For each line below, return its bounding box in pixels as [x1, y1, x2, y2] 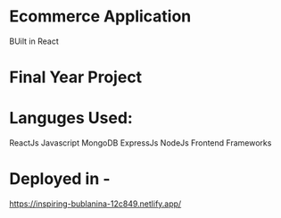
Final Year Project [9, 67, 143, 88]
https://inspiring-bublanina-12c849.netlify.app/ [9, 198, 182, 209]
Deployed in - [9, 169, 111, 189]
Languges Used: [9, 108, 134, 129]
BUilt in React [9, 36, 60, 46]
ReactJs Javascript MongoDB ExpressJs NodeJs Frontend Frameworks [9, 138, 272, 148]
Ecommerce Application [9, 6, 192, 27]
